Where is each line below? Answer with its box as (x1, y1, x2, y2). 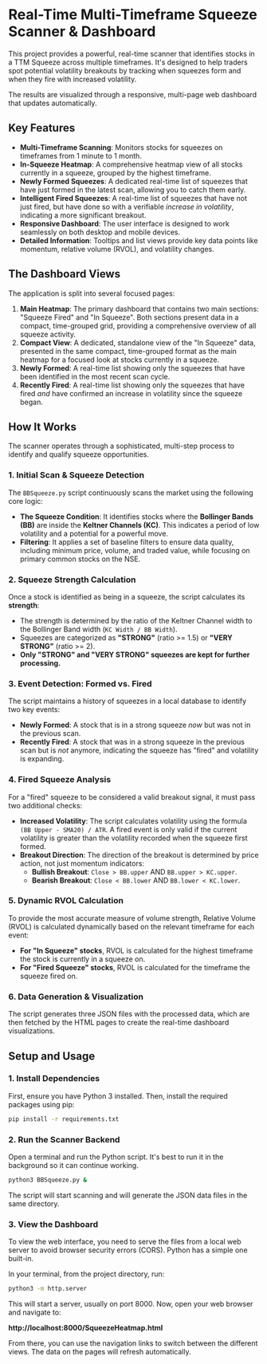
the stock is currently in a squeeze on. (19, 954, 146, 964)
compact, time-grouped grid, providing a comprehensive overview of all (19, 320, 257, 330)
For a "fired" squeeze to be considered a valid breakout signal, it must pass (8, 792, 256, 802)
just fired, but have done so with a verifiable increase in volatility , (19, 202, 234, 211)
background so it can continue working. (8, 1161, 139, 1170)
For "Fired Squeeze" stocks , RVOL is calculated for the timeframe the (19, 962, 251, 972)
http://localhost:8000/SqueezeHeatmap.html (8, 1323, 163, 1333)
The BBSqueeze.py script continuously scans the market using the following (8, 488, 253, 497)
